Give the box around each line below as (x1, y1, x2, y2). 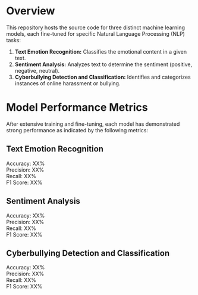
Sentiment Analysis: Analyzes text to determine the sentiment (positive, (14, 61, 193, 68)
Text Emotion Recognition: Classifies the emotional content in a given (14, 48, 187, 55)
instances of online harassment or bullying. (14, 79, 121, 87)
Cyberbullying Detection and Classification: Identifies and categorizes (14, 73, 191, 80)
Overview (6, 4, 55, 18)
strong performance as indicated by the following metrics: (6, 126, 149, 133)
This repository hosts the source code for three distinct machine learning (6, 24, 186, 31)
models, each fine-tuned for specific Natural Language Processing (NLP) (6, 30, 186, 37)
